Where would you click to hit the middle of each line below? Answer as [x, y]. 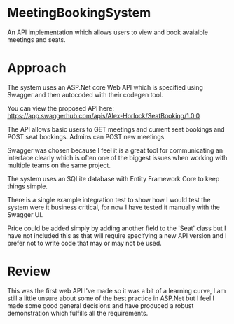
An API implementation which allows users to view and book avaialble [108, 32]
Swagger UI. [25, 214]
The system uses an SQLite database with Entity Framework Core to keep [113, 178]
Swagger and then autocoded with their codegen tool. [85, 94]
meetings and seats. [36, 39]
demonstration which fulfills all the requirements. [78, 313]
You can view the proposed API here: [61, 108]
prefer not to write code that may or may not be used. [85, 243]
